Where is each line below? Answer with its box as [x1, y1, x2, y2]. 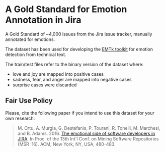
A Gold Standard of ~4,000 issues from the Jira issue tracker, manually [5, 31, 152, 37]
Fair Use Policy [5, 96, 53, 105]
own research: [5, 115, 35, 121]
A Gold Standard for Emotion [5, 4, 127, 15]
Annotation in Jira [5, 14, 81, 26]
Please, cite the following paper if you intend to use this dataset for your [5, 110, 154, 116]
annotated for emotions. [5, 36, 55, 42]
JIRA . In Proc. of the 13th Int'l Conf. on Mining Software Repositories [17, 135, 159, 142]
